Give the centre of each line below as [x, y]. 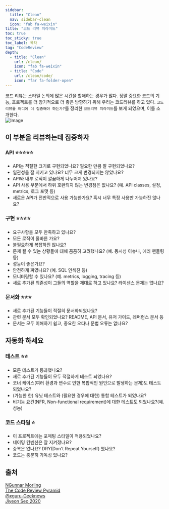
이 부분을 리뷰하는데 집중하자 [47, 138]
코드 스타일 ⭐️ [20, 422]
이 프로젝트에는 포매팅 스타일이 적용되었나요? [57, 436]
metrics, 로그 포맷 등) [34, 191]
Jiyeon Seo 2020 [23, 501]
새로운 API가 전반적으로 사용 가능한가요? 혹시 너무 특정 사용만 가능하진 [82, 198]
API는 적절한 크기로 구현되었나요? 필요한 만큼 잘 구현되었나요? [74, 166]
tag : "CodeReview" [24, 48]
